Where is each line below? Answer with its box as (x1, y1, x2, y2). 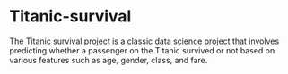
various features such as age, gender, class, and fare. (9, 54, 208, 65)
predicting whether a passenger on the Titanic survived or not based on (9, 45, 275, 55)
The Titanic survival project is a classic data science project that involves (9, 36, 280, 46)
